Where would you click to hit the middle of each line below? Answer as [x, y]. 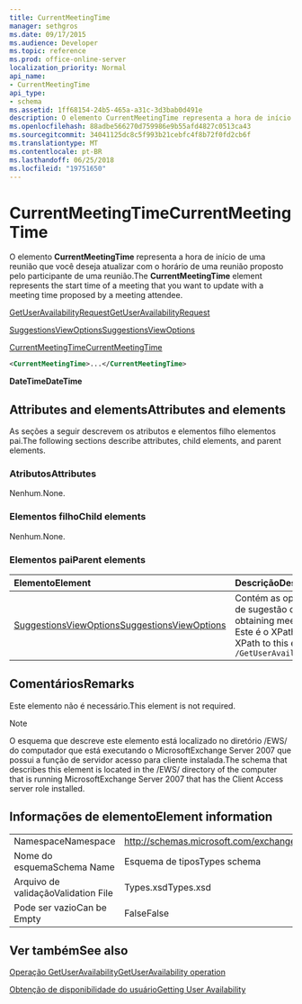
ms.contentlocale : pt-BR [56, 151]
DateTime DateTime [46, 381]
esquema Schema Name [64, 867]
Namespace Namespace [65, 841]
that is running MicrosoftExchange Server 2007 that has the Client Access [147, 779]
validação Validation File [64, 892]
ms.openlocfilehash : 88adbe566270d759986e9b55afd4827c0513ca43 [130, 127]
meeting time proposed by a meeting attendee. [96, 295]
